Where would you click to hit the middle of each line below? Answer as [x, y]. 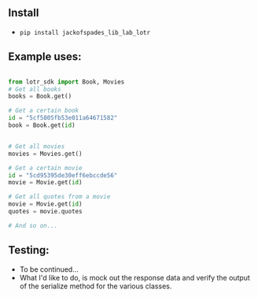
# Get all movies [37, 146]
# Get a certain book [44, 111]
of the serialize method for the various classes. [96, 286]
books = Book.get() [40, 97]
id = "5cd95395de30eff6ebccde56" [63, 175]
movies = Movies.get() [45, 154]
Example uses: [45, 57]
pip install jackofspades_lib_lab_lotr [85, 32]
